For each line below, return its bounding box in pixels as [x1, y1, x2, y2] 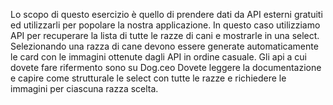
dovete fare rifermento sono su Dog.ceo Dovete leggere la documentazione [10, 62, 322, 73]
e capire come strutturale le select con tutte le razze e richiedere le [10, 72, 287, 84]
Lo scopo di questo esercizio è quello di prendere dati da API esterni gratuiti [10, 9, 323, 20]
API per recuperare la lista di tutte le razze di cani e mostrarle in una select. [10, 30, 320, 41]
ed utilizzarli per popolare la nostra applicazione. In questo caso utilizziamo [10, 19, 321, 31]
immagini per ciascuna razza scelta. [10, 83, 159, 94]
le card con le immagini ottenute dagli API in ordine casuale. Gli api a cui [10, 51, 307, 63]
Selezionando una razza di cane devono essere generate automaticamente [10, 40, 319, 52]
